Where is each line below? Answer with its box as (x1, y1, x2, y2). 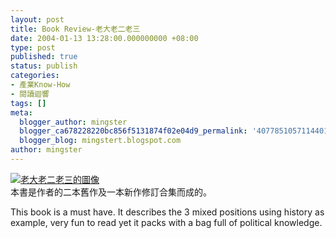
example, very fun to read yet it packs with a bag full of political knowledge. (10, 216, 323, 228)
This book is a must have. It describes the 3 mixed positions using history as (10, 206, 325, 218)
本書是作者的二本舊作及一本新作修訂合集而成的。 (10, 186, 212, 198)
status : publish (10, 61, 78, 71)
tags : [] (10, 98, 47, 108)
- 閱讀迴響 (10, 89, 50, 99)
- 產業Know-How (10, 80, 71, 90)
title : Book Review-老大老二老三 (10, 24, 141, 34)
